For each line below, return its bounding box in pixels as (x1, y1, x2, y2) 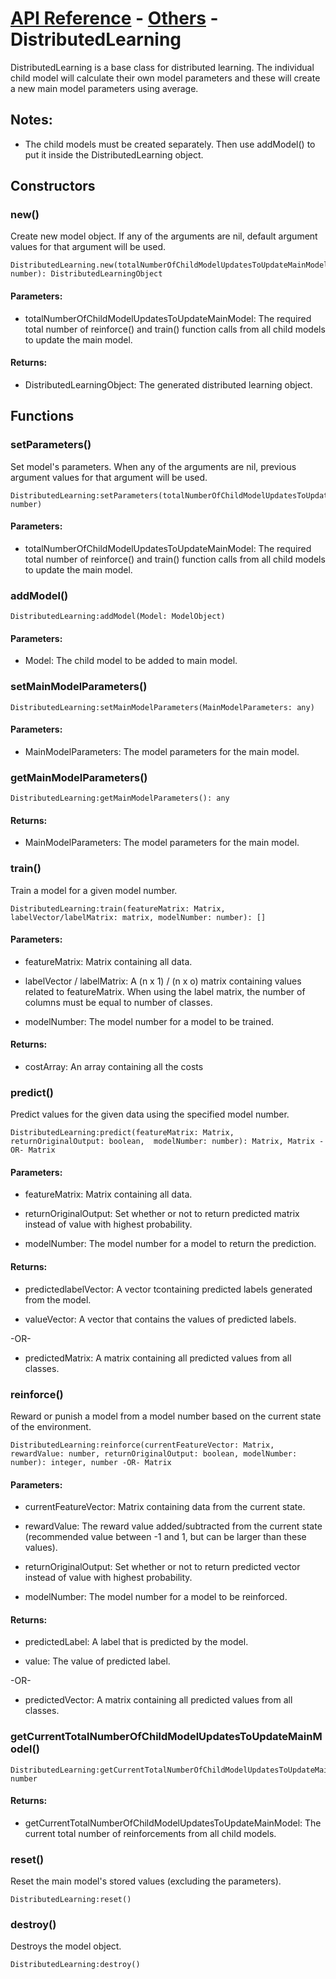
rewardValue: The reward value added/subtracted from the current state (24, 1520, 323, 1532)
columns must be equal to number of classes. (24, 996, 213, 1008)
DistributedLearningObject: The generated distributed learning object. (24, 378, 313, 391)
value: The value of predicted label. (24, 1655, 171, 1667)
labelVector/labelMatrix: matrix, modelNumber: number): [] (10, 912, 267, 922)
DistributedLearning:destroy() (10, 1960, 141, 1970)
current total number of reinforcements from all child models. (24, 1827, 277, 1839)
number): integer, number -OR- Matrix (10, 1457, 172, 1467)
